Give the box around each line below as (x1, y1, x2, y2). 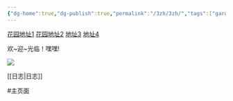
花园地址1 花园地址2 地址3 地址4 (7, 30, 99, 38)
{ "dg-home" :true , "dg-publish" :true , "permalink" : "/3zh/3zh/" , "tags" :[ (7, 10, 213, 17)
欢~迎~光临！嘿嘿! (7, 44, 60, 52)
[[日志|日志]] (7, 71, 43, 80)
